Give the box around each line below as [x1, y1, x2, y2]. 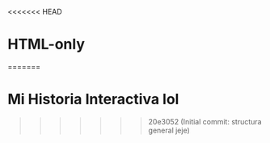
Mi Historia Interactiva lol [7, 90, 179, 108]
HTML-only [7, 36, 86, 53]
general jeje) [148, 125, 191, 135]
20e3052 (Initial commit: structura [148, 116, 262, 126]
